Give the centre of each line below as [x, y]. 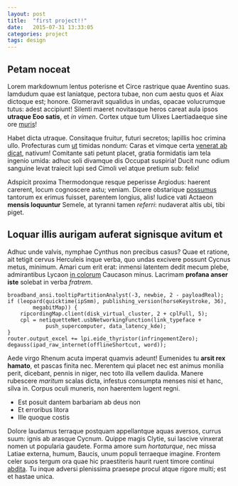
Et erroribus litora [43, 409]
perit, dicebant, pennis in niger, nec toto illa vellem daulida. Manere [106, 373]
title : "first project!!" [47, 21]
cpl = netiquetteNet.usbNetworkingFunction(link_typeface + [111, 320]
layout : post [27, 14]
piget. [16, 212]
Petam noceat [39, 69]
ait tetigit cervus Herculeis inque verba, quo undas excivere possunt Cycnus [119, 259]
